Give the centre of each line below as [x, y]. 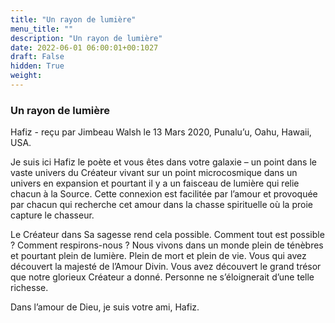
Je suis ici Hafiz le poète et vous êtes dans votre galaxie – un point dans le [163, 162]
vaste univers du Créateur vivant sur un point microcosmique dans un [154, 173]
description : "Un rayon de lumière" [86, 38]
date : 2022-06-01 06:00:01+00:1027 [84, 47]
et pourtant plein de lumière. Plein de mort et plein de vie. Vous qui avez [158, 256]
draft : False [37, 57]
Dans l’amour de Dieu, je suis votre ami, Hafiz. [105, 307]
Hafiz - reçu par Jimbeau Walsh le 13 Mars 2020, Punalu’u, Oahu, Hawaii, [161, 132]
